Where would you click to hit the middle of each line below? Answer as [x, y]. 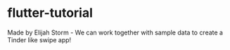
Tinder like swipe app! [39, 39]
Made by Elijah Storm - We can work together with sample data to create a [115, 32]
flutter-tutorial [50, 13]
